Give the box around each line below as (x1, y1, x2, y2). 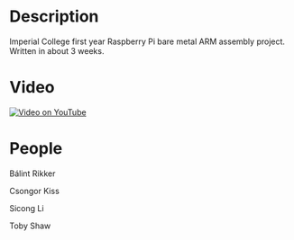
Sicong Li (9, 202, 44, 213)
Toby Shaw (9, 220, 51, 231)
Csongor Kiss (9, 185, 60, 196)
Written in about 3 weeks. (9, 45, 105, 56)
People (9, 138, 63, 159)
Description (9, 6, 99, 27)
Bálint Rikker (9, 168, 56, 179)
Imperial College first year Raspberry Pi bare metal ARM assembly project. (9, 36, 286, 47)
